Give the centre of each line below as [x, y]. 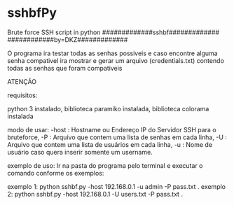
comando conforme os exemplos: [56, 173]
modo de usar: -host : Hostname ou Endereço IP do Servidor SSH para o [112, 129]
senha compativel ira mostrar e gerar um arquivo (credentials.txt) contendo [116, 60]
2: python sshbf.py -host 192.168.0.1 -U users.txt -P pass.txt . [95, 194]
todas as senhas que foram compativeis [65, 68]
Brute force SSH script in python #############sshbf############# [113, 32]
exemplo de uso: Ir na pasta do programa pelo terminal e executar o [105, 165]
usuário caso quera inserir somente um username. [80, 152]
